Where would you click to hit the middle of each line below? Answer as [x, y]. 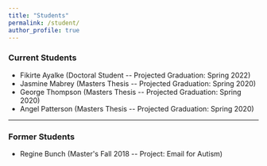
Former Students [42, 137]
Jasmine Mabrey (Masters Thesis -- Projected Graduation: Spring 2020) [138, 83]
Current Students [43, 58]
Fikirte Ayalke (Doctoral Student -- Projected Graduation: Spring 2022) [135, 75]
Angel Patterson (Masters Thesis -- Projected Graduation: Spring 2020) [137, 108]
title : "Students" [39, 15]
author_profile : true [44, 30]
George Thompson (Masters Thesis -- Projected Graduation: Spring [130, 92]
